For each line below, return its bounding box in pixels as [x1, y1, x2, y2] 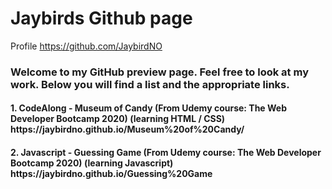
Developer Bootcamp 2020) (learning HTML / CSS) [10, 113, 226, 125]
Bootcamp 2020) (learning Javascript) [10, 157, 174, 169]
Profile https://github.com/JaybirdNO [10, 40, 163, 52]
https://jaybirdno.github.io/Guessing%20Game [10, 168, 213, 180]
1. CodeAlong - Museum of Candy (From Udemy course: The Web [10, 102, 288, 114]
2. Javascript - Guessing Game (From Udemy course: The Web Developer [10, 147, 322, 159]
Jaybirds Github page [10, 7, 193, 30]
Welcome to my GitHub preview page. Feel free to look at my [10, 65, 309, 79]
